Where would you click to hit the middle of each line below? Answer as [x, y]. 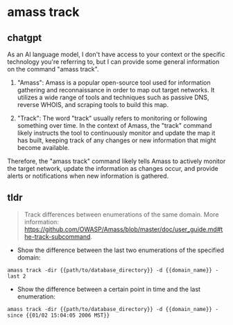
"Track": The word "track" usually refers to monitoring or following [112, 118]
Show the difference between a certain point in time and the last [109, 289]
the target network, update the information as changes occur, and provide [113, 168]
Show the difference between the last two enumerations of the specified [120, 250]
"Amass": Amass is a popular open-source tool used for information [114, 83]
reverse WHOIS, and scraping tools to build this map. [93, 105]
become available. [43, 148]
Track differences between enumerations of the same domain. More [121, 214]
